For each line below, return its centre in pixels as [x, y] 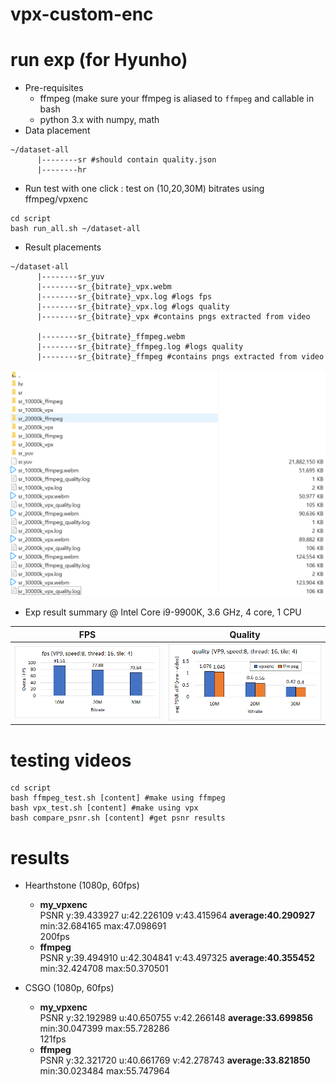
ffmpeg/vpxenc [56, 199]
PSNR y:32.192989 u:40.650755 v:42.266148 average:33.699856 [176, 1018]
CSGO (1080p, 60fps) [69, 988]
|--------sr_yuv [70, 277]
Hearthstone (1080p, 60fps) [82, 885]
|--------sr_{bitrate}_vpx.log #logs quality [133, 307]
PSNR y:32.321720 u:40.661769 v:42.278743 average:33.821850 [175, 1060]
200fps [54, 937]
